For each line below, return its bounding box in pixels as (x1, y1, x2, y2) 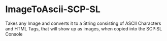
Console (5, 31, 23, 37)
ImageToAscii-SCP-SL (5, 4, 101, 15)
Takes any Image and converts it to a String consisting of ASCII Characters (5, 20, 161, 26)
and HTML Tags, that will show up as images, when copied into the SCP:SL (5, 25, 162, 31)
